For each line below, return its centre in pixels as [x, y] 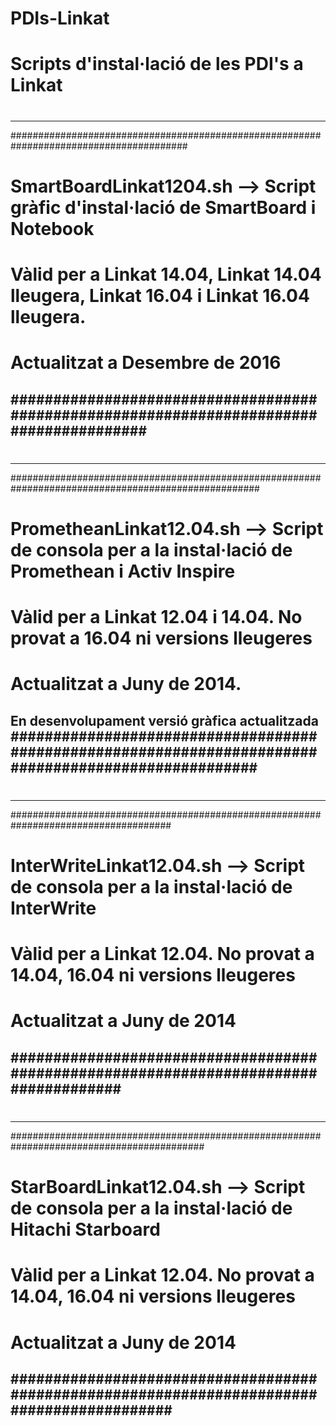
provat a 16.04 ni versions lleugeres [161, 638]
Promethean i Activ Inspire [123, 571]
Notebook [52, 228]
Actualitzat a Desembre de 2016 [146, 363]
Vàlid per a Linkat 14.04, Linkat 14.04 [166, 274]
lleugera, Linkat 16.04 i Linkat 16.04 [160, 295]
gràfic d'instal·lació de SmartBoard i [163, 207]
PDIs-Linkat [60, 18]
